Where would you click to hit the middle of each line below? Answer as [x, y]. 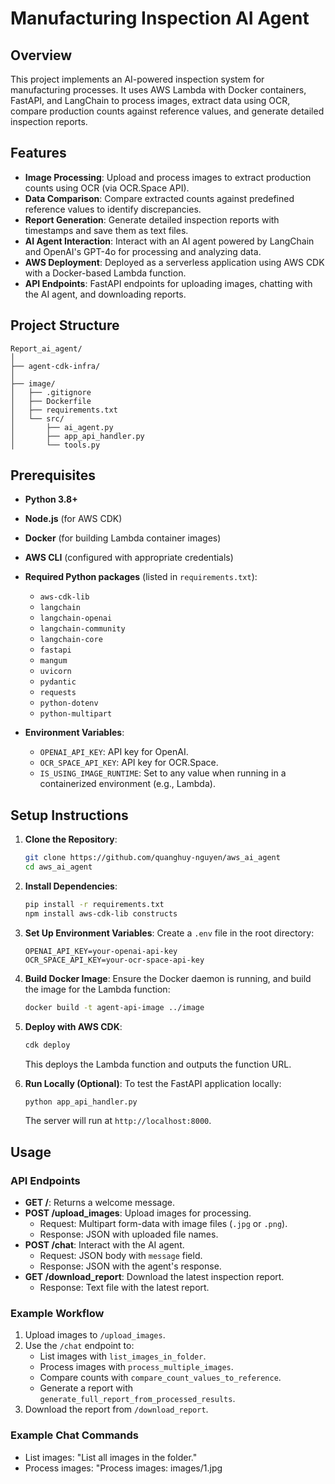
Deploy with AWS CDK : [73, 1026]
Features [38, 153]
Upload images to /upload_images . [95, 1335]
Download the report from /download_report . [116, 1409]
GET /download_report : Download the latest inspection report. [154, 1277]
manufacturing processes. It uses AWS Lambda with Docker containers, [158, 90]
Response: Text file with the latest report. [124, 1288]
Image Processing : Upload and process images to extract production [168, 177]
